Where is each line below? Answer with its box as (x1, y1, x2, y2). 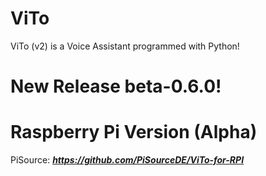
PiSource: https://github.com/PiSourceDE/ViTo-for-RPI (10, 154, 245, 166)
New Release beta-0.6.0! (10, 75, 222, 98)
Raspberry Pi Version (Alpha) (10, 121, 258, 144)
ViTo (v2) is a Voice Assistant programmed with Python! (10, 40, 240, 52)
